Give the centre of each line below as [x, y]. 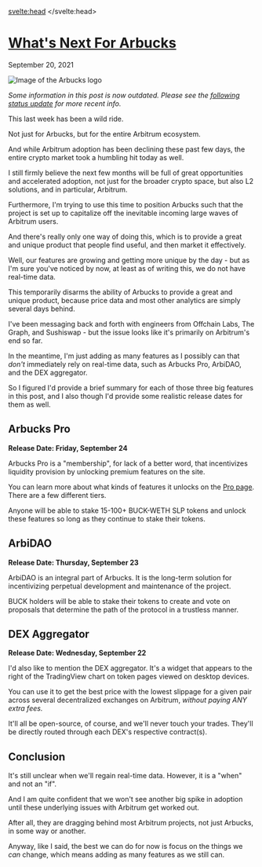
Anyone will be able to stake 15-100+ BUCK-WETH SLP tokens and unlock [127, 510]
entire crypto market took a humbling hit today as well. [96, 157]
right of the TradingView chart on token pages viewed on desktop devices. [129, 677]
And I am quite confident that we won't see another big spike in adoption [126, 799]
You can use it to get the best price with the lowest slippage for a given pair [130, 692]
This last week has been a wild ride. [66, 119]
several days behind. [42, 309]
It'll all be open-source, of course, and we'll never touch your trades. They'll [131, 724]
